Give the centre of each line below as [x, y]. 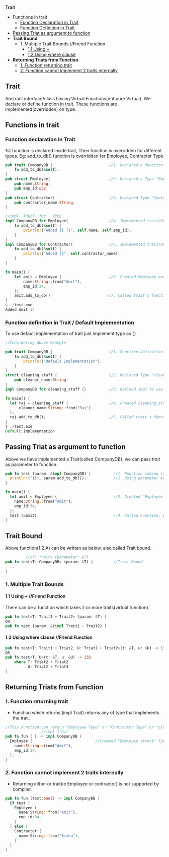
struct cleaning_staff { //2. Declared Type [77, 375]
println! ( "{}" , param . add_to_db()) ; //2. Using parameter [84, 478]
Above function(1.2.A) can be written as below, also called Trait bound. [78, 548]
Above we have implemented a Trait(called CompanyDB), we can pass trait [83, 459]
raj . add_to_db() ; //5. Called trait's [81, 417]
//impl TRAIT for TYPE [33, 216]
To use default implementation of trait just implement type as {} [71, 334]
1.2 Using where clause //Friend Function [49, 637]
